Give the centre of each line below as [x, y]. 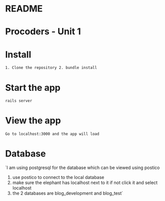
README [24, 9]
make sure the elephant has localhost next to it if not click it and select [85, 182]
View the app [33, 121]
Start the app [33, 87]
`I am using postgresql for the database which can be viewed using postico [82, 167]
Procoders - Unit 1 [43, 32]
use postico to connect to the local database [58, 177]
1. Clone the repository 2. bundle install [51, 68]
